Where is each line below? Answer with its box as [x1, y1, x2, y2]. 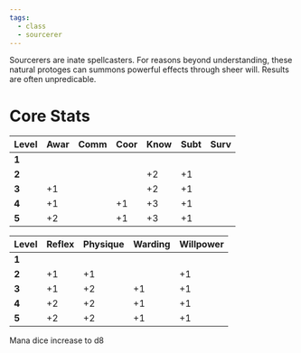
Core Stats [9, 106, 90, 126]
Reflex [46, 238, 75, 251]
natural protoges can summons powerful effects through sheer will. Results [9, 64, 289, 75]
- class [17, 22, 47, 31]
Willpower [179, 238, 224, 251]
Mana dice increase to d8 [9, 335, 104, 346]
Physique [82, 238, 125, 251]
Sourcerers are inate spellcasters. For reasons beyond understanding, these [9, 55, 293, 66]
